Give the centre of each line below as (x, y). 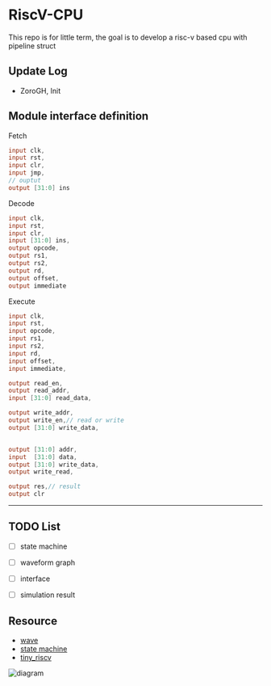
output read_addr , (39, 391)
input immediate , (38, 368)
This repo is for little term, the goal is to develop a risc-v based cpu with (128, 37)
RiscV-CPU (46, 15)
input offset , (32, 361)
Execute (22, 301)
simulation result (47, 595)
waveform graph (48, 562)
